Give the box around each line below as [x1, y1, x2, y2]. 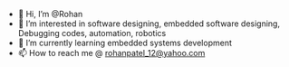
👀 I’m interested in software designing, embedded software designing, [17, 18, 281, 29]
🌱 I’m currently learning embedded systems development [17, 37, 233, 48]
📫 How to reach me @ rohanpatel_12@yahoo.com [17, 48, 206, 58]
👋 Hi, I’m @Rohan [17, 9, 83, 19]
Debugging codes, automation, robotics [17, 28, 167, 38]
